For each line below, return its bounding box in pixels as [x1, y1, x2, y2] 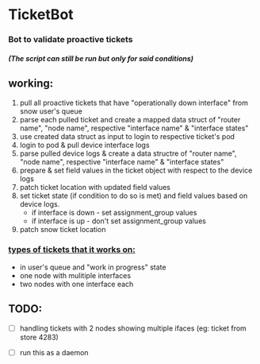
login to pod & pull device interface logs [19, 140, 150, 149]
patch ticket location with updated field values [19, 182, 170, 192]
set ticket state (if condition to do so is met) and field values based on [19, 191, 248, 200]
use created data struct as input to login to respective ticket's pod [19, 131, 235, 141]
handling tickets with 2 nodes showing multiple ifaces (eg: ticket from [19, 323, 247, 333]
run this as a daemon [19, 347, 89, 357]
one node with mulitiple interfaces [19, 270, 132, 280]
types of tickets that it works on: [8, 244, 136, 255]
